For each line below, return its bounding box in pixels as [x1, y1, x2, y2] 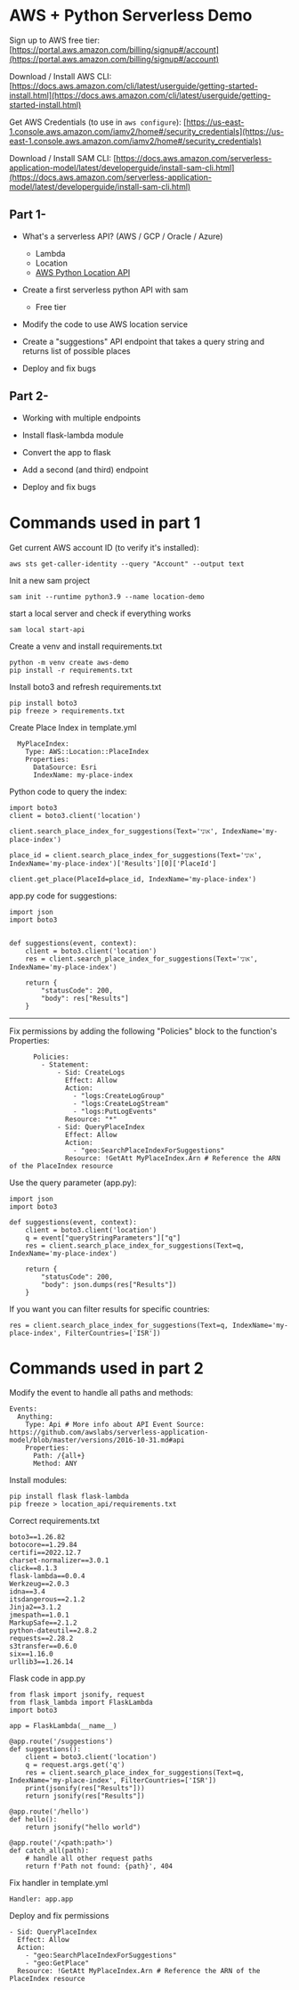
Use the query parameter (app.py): [9, 1177, 137, 1188]
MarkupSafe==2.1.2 [9, 1618, 77, 1627]
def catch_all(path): [9, 1847, 90, 1855]
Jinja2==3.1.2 [9, 1603, 62, 1612]
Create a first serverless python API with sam [21, 284, 189, 295]
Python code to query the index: [9, 786, 127, 797]
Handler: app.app [9, 1895, 74, 1904]
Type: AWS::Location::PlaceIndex [25, 747, 149, 756]
